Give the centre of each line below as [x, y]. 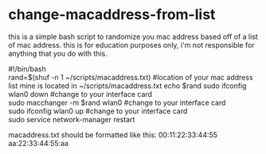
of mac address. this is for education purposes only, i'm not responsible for [131, 44]
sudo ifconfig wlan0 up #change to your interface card [98, 111]
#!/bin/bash [27, 68]
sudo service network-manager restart [72, 119]
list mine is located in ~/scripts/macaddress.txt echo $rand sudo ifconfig [127, 86]
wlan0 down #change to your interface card [80, 94]
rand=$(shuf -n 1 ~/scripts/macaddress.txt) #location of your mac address [131, 77]
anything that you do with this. [58, 53]
